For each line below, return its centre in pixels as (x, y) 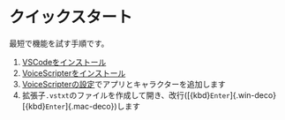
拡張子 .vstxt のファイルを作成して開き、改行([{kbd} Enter (126, 95)
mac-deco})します (107, 106)
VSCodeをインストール (64, 62)
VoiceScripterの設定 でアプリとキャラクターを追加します (124, 84)
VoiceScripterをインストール (74, 73)
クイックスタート (71, 17)
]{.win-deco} (253, 95)
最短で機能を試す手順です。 (59, 43)
